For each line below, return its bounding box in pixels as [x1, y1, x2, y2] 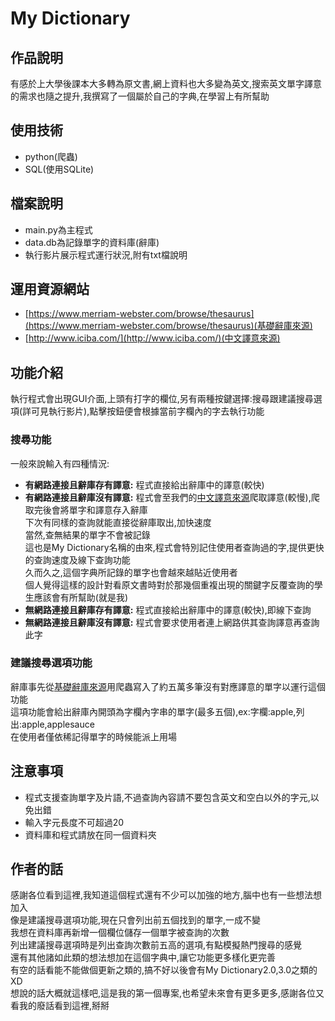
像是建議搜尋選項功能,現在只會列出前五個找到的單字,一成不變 [10, 914, 262, 926]
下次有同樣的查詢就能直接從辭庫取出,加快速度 [24, 516, 212, 528]
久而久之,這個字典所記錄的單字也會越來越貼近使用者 [24, 566, 238, 578]
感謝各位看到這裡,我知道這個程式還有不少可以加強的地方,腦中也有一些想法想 [10, 889, 323, 901]
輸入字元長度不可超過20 [24, 816, 125, 828]
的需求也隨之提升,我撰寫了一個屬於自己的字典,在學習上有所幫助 [10, 90, 270, 102]
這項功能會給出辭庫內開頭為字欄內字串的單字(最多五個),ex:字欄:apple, [10, 705, 297, 717]
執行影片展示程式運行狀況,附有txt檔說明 [24, 248, 188, 261]
